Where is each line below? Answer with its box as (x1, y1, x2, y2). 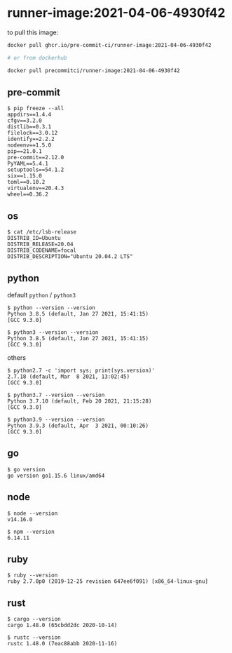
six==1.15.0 (7, 173, 42, 180)
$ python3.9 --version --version (7, 416, 105, 423)
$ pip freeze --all (7, 105, 64, 112)
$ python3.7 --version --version (7, 391, 105, 398)
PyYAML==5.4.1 (7, 160, 49, 168)
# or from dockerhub (7, 54, 68, 61)
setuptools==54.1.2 (7, 166, 64, 173)
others (7, 354, 27, 362)
